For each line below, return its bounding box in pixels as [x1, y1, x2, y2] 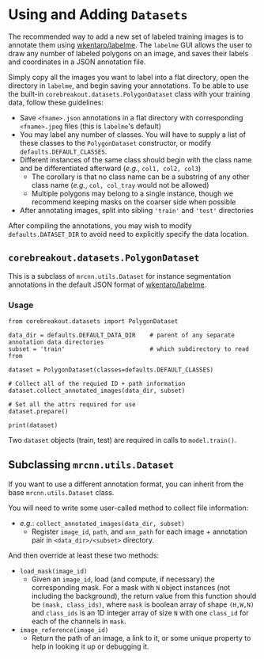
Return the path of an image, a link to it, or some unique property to [31, 633, 251, 642]
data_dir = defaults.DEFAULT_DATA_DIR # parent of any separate [8, 331, 236, 340]
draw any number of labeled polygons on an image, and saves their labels [8, 48, 249, 58]
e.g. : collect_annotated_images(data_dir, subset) [19, 518, 186, 528]
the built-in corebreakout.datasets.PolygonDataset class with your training [8, 89, 251, 98]
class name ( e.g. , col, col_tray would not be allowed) [31, 180, 209, 189]
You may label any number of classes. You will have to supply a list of [19, 129, 247, 139]
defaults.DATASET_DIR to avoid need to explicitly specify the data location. [8, 229, 249, 238]
